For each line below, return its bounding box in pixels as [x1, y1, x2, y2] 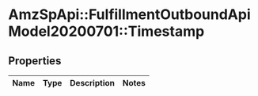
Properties [8, 54, 62, 67]
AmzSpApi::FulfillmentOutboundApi [8, 6, 251, 24]
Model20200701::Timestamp [8, 22, 205, 40]
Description [70, 78, 115, 88]
